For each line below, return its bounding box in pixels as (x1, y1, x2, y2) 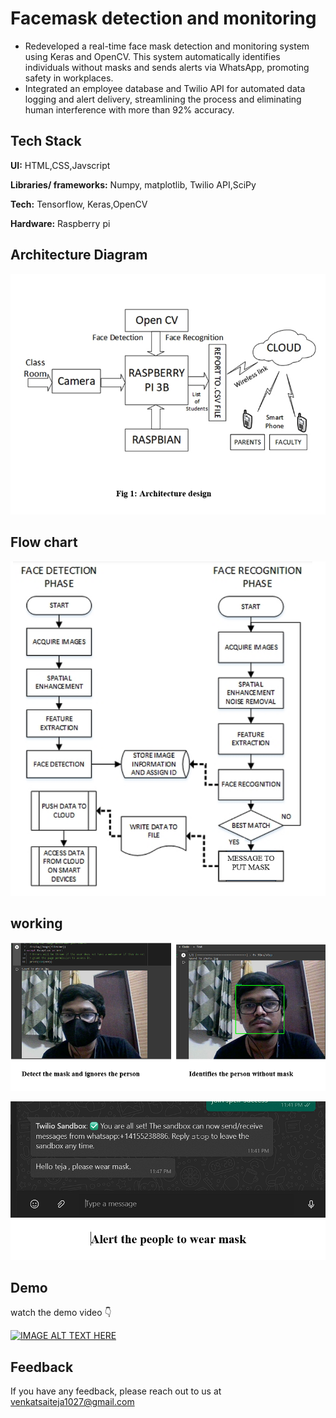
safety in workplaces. (24, 72, 114, 84)
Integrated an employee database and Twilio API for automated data (24, 82, 306, 94)
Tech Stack (10, 133, 82, 150)
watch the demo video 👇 (10, 1307, 112, 1319)
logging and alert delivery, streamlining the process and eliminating (24, 93, 302, 105)
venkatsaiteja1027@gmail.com (10, 1396, 135, 1408)
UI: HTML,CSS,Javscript (10, 159, 111, 171)
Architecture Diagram (10, 247, 148, 264)
